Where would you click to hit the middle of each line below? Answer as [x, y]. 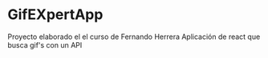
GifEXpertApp [55, 15]
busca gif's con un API [45, 44]
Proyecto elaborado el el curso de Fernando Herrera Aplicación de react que [134, 37]
